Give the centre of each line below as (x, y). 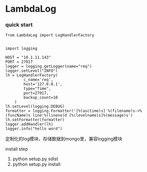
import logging (21, 49)
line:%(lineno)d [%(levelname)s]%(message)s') (83, 116)
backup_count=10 (41, 98)
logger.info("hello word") (34, 129)
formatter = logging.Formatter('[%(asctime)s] (55, 111)
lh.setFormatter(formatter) (35, 120)
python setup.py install (37, 164)
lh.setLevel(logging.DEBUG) (35, 107)
